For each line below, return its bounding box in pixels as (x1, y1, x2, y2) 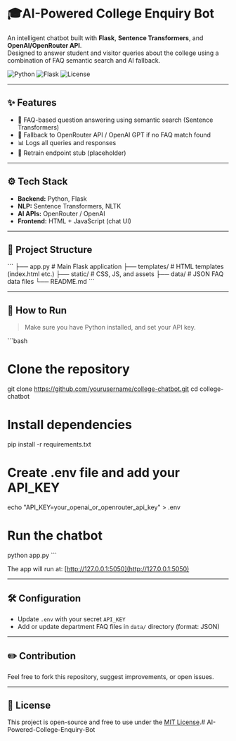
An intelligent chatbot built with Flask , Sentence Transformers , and (7, 33, 204, 42)
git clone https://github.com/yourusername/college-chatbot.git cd (7, 385, 198, 393)
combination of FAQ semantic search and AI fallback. (7, 56, 161, 64)
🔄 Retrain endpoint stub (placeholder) (17, 149, 126, 157)
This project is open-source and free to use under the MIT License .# (7, 718, 206, 726)
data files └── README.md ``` (7, 278, 95, 286)
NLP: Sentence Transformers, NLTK (17, 201, 122, 210)
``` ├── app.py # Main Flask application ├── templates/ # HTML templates (7, 262, 224, 271)
